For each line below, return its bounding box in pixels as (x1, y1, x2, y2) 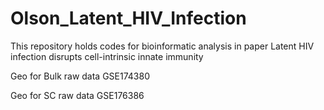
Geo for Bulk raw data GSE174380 (10, 70, 151, 82)
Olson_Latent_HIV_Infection (10, 7, 247, 30)
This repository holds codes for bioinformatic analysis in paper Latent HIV (10, 40, 315, 52)
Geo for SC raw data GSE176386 (10, 89, 145, 101)
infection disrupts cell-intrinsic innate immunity (10, 50, 204, 62)
